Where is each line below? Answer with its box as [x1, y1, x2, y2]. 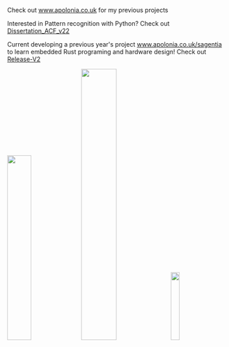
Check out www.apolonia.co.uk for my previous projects [7, 6, 168, 14]
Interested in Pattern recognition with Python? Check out [7, 19, 170, 27]
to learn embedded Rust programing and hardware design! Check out [7, 48, 207, 56]
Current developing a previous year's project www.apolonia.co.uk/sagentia [7, 40, 223, 48]
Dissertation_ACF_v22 [7, 27, 70, 35]
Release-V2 [7, 55, 40, 63]
